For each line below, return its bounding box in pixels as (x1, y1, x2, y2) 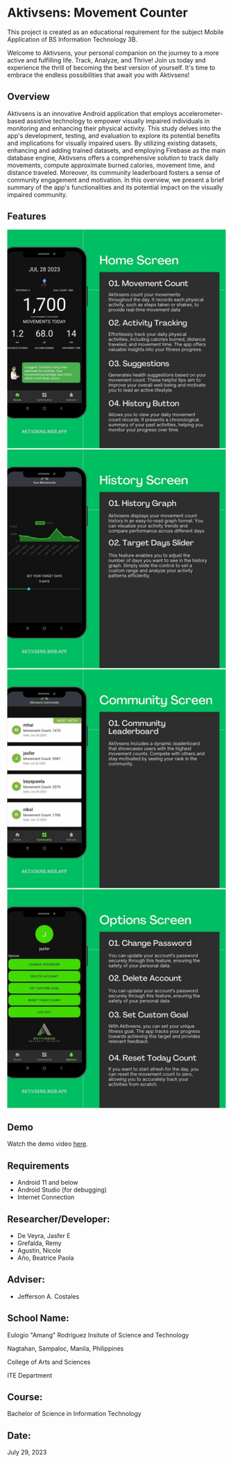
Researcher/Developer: (7, 1213, 110, 1225)
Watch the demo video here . (7, 1140, 88, 1148)
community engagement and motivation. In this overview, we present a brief (7, 176, 225, 184)
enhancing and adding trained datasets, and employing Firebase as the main (7, 146, 226, 154)
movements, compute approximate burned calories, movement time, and (7, 161, 215, 169)
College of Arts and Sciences (7, 1358, 91, 1366)
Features (7, 210, 46, 223)
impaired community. (7, 190, 68, 198)
